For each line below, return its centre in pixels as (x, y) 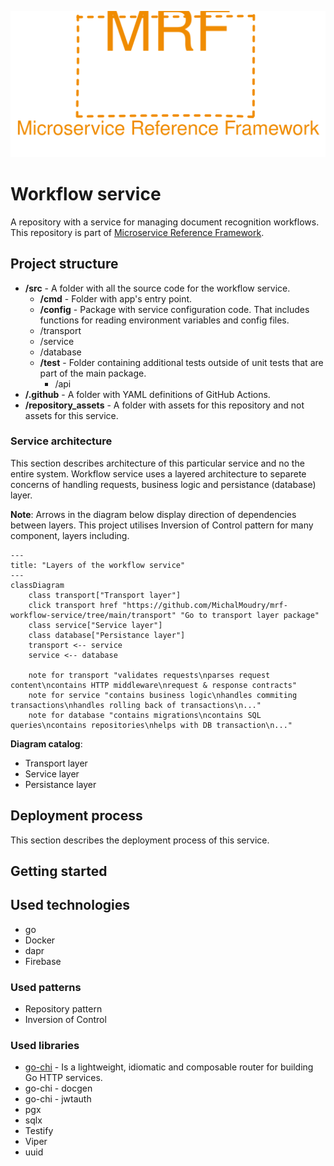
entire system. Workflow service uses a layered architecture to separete (158, 473)
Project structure (64, 264)
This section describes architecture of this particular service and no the (157, 463)
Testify (39, 1131)
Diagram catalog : (46, 743)
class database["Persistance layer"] (107, 635)
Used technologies (70, 905)
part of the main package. (93, 373)
